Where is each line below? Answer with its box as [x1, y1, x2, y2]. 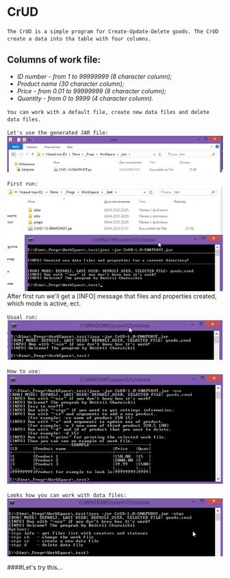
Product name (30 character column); [16, 80, 125, 88]
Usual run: [7, 314, 38, 321]
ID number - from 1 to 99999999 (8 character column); [16, 72, 172, 80]
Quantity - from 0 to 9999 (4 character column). [16, 94, 154, 102]
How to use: [7, 368, 41, 375]
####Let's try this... [7, 563, 63, 571]
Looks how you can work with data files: [7, 492, 127, 499]
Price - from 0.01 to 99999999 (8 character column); [16, 86, 166, 95]
